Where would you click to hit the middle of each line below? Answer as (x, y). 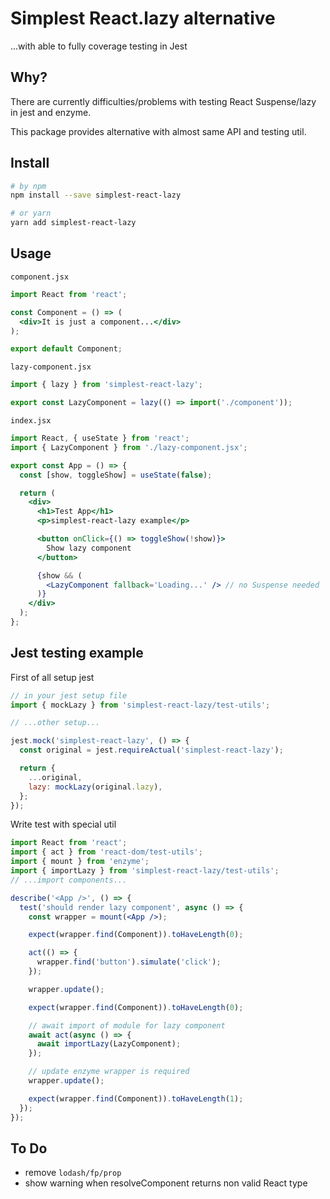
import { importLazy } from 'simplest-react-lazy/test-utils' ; (145, 871)
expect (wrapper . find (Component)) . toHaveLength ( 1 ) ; (136, 1098)
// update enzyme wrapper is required (109, 1072)
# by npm (28, 186)
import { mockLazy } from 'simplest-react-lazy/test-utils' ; (140, 705)
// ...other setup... (55, 723)
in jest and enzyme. (51, 112)
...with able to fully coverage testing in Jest (99, 46)
